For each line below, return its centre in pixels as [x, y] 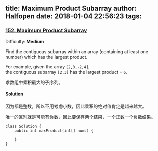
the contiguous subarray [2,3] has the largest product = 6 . [66, 72]
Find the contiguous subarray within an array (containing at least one [77, 51]
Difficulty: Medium [25, 41]
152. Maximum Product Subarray [46, 31]
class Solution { [23, 126]
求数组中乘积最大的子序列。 [34, 82]
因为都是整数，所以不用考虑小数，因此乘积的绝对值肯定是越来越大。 [76, 106]
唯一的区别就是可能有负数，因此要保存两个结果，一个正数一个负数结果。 [80, 117]
